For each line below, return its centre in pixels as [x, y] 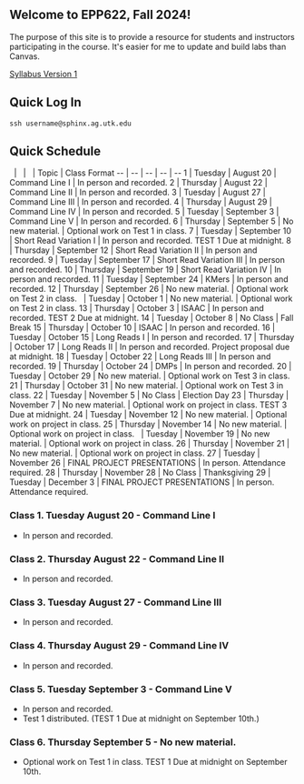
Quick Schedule [55, 151]
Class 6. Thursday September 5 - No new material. [123, 742]
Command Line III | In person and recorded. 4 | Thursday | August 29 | [141, 202]
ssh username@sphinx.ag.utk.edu [70, 123]
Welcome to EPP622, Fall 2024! [100, 15]
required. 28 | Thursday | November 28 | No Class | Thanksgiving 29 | [140, 473]
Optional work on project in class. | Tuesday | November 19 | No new [140, 434]
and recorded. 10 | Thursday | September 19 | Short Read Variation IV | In [146, 270]
